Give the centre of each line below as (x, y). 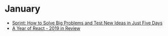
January (23, 9)
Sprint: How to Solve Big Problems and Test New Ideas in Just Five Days (87, 23)
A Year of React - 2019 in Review (46, 28)
